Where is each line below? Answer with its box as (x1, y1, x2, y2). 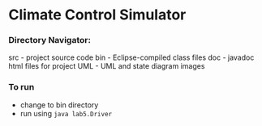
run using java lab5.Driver (19, 108, 112, 118)
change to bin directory (19, 99, 99, 110)
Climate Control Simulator (8, 6, 187, 24)
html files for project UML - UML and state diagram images (8, 61, 205, 71)
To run (8, 82, 35, 93)
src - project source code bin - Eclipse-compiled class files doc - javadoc (8, 52, 255, 62)
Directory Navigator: (8, 35, 92, 46)
